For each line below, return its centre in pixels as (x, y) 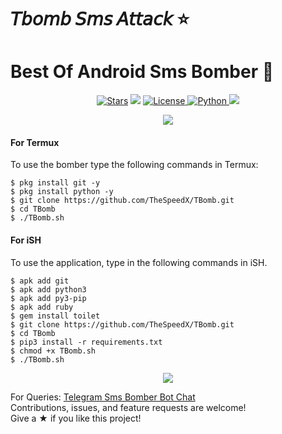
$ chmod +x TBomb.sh (53, 351)
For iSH (26, 240)
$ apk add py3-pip (48, 298)
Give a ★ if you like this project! (76, 418)
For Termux (35, 142)
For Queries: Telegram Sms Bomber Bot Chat (103, 397)
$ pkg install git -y (55, 183)
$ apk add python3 (48, 289)
